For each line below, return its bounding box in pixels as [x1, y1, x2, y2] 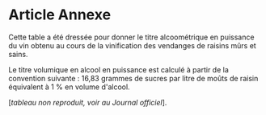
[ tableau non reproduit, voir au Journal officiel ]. [8, 97, 167, 107]
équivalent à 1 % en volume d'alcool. [8, 82, 131, 92]
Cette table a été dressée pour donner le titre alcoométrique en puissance [8, 32, 255, 42]
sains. [8, 49, 28, 59]
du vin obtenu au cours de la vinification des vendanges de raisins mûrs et [8, 40, 256, 50]
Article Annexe [8, 6, 112, 24]
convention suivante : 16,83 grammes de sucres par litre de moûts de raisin [8, 73, 259, 83]
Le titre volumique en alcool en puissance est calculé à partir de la [8, 64, 229, 74]
